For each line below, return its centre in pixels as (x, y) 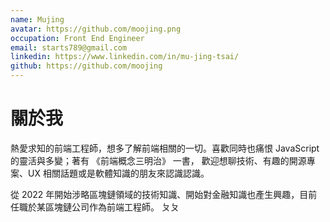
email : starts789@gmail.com (69, 47)
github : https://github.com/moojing (86, 66)
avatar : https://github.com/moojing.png (96, 29)
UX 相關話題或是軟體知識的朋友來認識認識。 (118, 173)
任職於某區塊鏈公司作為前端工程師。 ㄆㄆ (95, 207)
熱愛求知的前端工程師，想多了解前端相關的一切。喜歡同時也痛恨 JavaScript (165, 148)
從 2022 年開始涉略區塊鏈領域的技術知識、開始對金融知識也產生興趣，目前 (164, 194)
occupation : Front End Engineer (77, 38)
